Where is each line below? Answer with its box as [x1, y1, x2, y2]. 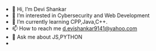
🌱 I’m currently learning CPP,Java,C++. [11, 18, 108, 25]
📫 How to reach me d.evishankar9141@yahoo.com [11, 25, 138, 32]
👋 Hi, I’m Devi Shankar [11, 6, 67, 12]
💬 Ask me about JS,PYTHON [11, 33, 82, 40]
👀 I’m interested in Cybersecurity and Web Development [11, 12, 150, 19]
